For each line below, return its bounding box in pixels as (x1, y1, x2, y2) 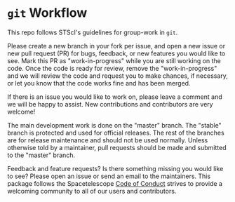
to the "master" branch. (7, 151, 76, 159)
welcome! (7, 107, 36, 116)
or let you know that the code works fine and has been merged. (7, 79, 191, 87)
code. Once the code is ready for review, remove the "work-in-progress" (7, 64, 217, 72)
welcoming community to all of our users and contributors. (7, 187, 177, 195)
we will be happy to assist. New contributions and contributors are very (7, 100, 213, 108)
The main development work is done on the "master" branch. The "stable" (7, 121, 222, 129)
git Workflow (7, 5, 88, 21)
